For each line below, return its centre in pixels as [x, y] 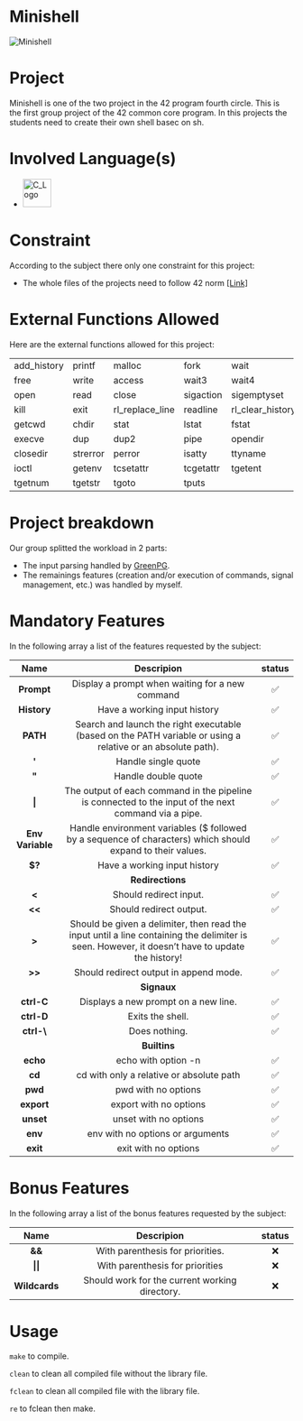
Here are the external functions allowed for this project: [112, 344]
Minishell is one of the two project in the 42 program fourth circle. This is [145, 103]
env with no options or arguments [158, 1133]
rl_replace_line [144, 410]
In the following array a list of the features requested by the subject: [135, 646]
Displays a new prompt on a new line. [158, 1001]
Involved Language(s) [93, 159]
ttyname [249, 453]
